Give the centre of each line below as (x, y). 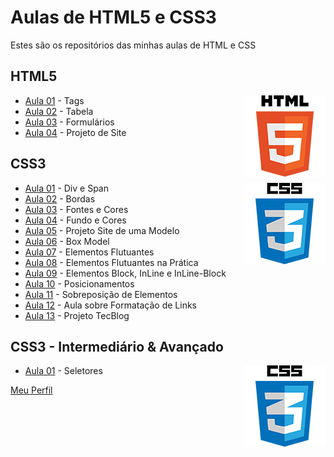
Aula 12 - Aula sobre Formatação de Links (110, 305)
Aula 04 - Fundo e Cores (75, 220)
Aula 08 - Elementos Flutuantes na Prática (111, 262)
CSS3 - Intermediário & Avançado (117, 346)
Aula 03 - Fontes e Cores (76, 209)
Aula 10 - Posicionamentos (79, 283)
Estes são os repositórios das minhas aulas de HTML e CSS (133, 45)
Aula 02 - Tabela (59, 111)
